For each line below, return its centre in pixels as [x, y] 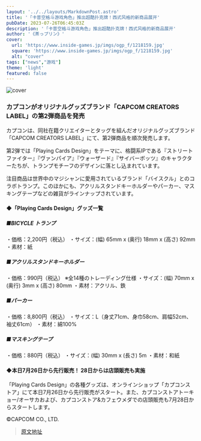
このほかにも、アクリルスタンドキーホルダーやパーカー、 [113, 186]
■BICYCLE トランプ [31, 223]
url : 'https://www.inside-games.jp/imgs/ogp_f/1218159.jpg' [88, 46]
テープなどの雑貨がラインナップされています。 [79, 193]
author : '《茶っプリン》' [35, 34]
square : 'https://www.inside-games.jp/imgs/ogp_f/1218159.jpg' [92, 51]
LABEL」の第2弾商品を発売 [46, 116]
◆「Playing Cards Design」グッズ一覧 [55, 208]
